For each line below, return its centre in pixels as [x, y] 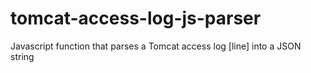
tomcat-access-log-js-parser [136, 18]
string [22, 56]
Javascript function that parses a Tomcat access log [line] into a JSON [156, 46]
